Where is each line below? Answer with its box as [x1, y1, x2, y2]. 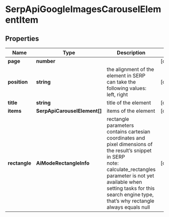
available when [106, 179, 142, 185]
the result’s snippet [106, 147, 152, 154]
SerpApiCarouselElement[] [36, 107, 102, 114]
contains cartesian [106, 128, 150, 135]
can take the [106, 79, 136, 85]
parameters [106, 122, 134, 129]
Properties [5, 34, 39, 43]
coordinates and [106, 134, 145, 141]
